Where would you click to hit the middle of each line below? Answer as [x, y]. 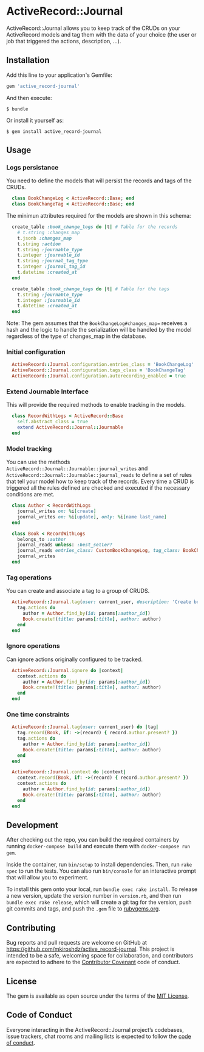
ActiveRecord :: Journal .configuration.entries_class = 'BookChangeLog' [103, 365]
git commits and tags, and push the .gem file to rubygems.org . [83, 909]
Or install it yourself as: [35, 120]
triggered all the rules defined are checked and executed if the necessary [98, 488]
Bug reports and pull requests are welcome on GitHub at [77, 943]
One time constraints [38, 714]
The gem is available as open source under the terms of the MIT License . [98, 996]
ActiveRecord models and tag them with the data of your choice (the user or [101, 34]
